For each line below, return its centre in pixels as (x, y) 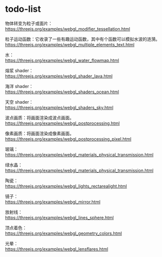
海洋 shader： (19, 86)
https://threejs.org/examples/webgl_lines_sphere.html (59, 218)
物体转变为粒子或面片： (29, 23)
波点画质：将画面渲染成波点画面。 (40, 117)
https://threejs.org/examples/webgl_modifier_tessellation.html (67, 29)
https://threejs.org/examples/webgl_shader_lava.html (59, 76)
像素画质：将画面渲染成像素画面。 (40, 133)
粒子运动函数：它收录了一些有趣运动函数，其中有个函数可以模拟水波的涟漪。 (82, 39)
